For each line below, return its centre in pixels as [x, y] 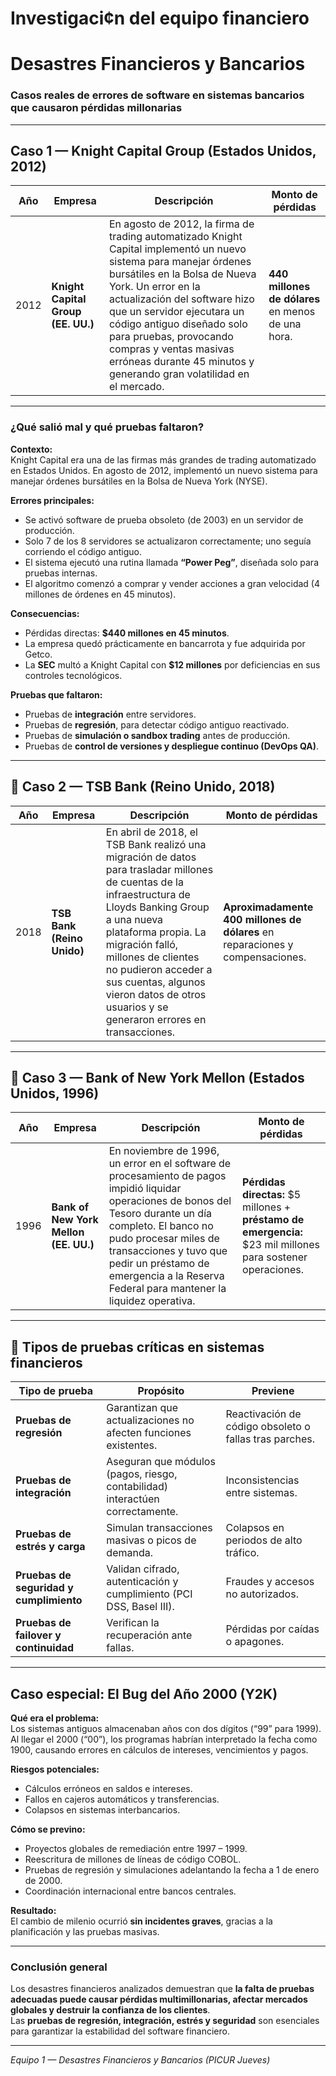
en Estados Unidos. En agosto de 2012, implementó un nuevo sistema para [164, 470]
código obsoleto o [268, 1427]
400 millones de [262, 919]
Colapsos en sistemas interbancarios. [102, 1810]
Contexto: [31, 449]
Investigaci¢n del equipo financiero [160, 18]
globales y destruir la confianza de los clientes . [110, 2010]
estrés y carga [50, 1547]
